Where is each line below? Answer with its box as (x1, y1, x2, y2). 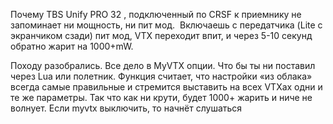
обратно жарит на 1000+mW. (10, 40, 134, 52)
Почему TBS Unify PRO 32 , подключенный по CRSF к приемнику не (10, 9, 302, 20)
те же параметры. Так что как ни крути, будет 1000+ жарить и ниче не (10, 92, 313, 103)
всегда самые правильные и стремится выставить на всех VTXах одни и (10, 81, 323, 93)
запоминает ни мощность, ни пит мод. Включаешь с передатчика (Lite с (10, 19, 323, 31)
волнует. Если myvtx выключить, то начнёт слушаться (10, 102, 243, 114)
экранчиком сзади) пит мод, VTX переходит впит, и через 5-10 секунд (10, 30, 313, 41)
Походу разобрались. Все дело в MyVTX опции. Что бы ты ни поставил (10, 60, 316, 71)
